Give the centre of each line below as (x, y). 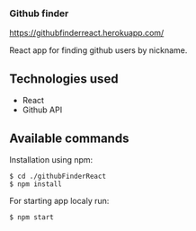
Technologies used (64, 79)
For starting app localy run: (59, 200)
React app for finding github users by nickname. (98, 50)
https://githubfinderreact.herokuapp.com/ (87, 33)
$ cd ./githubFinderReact (58, 176)
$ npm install (36, 184)
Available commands (69, 138)
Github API (42, 110)
